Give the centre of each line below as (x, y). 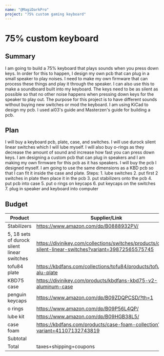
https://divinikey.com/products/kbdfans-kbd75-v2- (97, 281)
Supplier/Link (106, 218)
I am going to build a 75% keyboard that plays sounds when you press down (82, 68)
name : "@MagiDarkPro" (27, 10)
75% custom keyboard (52, 38)
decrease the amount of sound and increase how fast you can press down (80, 153)
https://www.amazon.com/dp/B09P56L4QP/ (88, 309)
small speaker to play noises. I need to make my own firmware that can (76, 78)
